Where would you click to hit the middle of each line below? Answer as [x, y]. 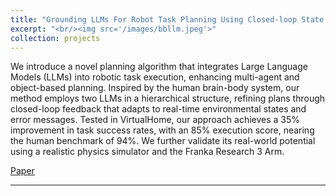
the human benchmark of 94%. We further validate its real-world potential [163, 141]
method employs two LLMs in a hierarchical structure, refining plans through [168, 98]
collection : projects [55, 38]
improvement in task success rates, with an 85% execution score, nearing [162, 130]
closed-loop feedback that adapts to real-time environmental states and [158, 109]
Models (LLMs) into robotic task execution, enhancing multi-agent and [155, 77]
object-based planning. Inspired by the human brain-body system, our [155, 88]
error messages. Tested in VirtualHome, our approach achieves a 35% [155, 120]
